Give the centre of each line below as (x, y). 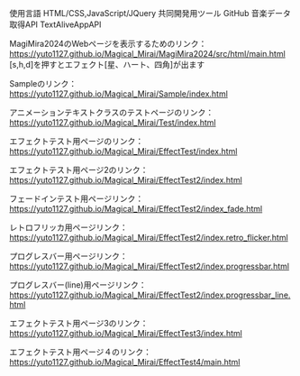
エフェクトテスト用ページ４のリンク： (80, 352)
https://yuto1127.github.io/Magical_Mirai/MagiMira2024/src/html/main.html (147, 54)
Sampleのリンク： (43, 83)
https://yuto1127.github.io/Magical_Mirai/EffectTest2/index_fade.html (136, 209)
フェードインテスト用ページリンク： (77, 198)
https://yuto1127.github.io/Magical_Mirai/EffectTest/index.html (123, 151)
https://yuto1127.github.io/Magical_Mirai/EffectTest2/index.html (126, 180)
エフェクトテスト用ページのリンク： (77, 141)
